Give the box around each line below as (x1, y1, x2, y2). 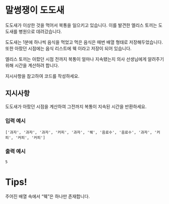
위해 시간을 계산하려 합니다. (5, 62, 60, 68)
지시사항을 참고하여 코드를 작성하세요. (5, 73, 80, 79)
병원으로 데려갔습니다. (18, 28, 62, 34)
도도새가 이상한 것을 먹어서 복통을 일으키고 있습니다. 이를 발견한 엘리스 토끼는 (5, 22, 157, 28)
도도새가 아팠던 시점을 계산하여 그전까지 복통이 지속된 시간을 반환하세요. (5, 104, 147, 110)
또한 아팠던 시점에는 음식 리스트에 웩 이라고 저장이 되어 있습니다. (5, 45, 132, 51)
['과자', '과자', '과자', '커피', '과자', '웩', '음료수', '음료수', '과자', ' (5, 130, 157, 135)
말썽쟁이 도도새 (5, 5, 65, 16)
